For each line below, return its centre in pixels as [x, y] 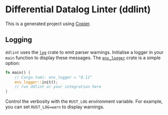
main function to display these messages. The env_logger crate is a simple [83, 57]
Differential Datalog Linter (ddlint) [78, 9]
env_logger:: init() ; [36, 82]
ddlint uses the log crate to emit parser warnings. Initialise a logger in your [85, 52]
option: [13, 63]
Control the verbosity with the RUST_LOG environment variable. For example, [84, 102]
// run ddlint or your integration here [58, 87]
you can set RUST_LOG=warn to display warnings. [55, 107]
